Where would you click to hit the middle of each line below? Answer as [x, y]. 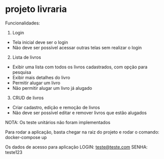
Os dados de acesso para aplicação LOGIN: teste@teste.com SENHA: [77, 147]
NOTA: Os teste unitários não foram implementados [58, 122]
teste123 [14, 152]
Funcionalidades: [23, 23]
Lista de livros [27, 57]
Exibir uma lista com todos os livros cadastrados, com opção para [80, 67]
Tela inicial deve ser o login [40, 42]
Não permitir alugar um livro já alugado [52, 88]
